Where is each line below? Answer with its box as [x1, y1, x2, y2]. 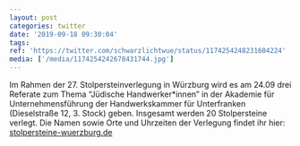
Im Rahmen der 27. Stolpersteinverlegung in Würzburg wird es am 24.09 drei [9, 80, 292, 90]
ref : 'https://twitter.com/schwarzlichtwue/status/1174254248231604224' [9, 47, 287, 56]
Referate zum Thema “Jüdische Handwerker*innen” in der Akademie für [9, 89, 275, 99]
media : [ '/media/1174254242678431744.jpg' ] [9, 55, 175, 64]
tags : [9, 38, 30, 47]
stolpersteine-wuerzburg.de [9, 127, 114, 137]
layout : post [9, 13, 58, 22]
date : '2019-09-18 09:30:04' [9, 30, 118, 39]
